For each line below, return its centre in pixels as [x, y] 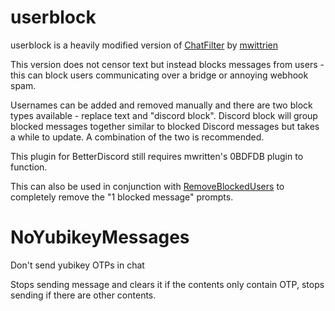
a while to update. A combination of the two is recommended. [137, 137]
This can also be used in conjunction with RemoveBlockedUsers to [147, 186]
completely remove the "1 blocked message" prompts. [122, 197]
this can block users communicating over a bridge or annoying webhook [159, 75]
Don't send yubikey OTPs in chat [77, 265]
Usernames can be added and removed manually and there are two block [161, 105]
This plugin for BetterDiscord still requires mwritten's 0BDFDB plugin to [157, 156]
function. [29, 167]
